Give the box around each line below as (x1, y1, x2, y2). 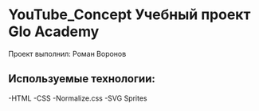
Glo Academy (8, 22, 100, 41)
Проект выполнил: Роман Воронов (8, 49, 127, 58)
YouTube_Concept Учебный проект (8, 6, 251, 24)
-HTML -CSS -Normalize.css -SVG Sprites (8, 93, 147, 103)
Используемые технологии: (8, 72, 155, 85)
